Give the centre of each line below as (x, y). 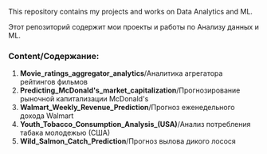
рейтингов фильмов (54, 82)
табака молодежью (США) (65, 133)
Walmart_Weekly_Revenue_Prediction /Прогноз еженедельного (127, 108)
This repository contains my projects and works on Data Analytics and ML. (131, 12)
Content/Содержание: (54, 56)
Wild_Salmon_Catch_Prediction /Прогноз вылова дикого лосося (128, 141)
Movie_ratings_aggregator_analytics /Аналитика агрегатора (121, 73)
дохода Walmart (47, 116)
